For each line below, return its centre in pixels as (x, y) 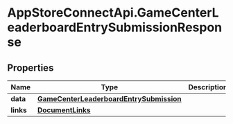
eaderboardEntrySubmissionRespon (115, 27)
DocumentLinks (64, 110)
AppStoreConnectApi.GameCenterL (113, 13)
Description (208, 87)
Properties (31, 68)
